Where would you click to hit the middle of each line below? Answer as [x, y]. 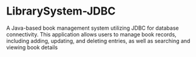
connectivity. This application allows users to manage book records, [92, 34]
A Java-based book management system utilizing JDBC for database [93, 28]
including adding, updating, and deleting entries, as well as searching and [98, 41]
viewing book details [32, 47]
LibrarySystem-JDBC [61, 11]
